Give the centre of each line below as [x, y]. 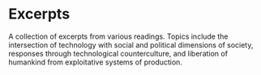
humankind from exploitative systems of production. [95, 62]
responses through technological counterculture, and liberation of [118, 53]
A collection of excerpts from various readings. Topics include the [118, 36]
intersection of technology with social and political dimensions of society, [131, 44]
